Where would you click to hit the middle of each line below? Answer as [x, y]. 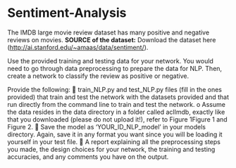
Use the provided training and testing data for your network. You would [110, 60]
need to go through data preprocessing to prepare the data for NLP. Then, [115, 68]
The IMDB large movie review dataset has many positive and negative [108, 32]
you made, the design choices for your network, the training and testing [111, 149]
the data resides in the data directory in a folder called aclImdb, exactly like [116, 112]
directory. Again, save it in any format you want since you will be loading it [115, 134]
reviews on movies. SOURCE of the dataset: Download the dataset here [112, 39]
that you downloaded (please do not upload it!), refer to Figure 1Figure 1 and [117, 119]
